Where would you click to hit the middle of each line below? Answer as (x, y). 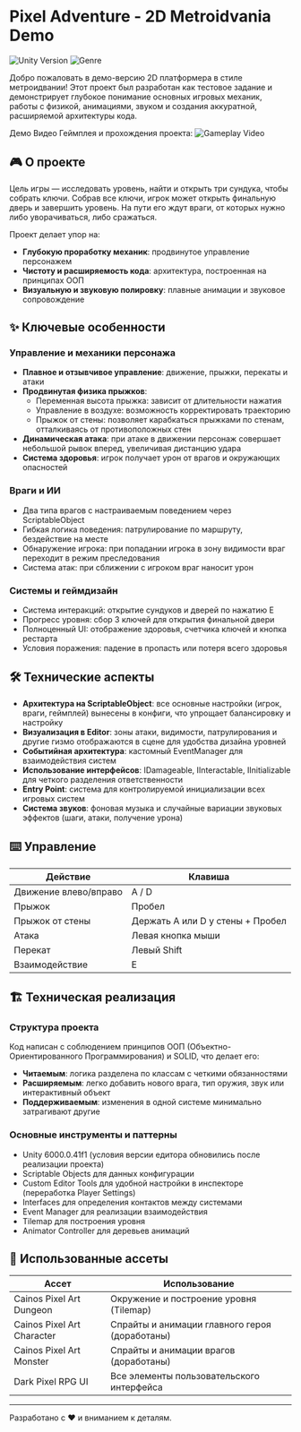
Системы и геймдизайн (64, 590)
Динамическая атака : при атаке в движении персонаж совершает (151, 439)
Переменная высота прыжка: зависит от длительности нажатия (159, 401)
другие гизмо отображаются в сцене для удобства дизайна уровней (154, 742)
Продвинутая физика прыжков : (85, 391)
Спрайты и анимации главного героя (191, 1325)
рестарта (40, 639)
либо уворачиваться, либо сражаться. (83, 217)
